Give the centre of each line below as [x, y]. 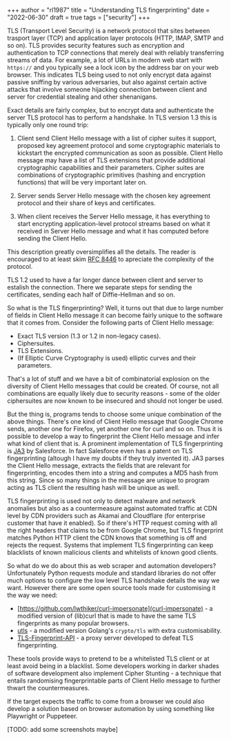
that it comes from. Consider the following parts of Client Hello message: [111, 323]
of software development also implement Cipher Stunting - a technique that [114, 673]
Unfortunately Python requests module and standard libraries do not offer [111, 573]
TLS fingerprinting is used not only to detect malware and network [101, 501]
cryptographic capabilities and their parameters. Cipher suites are [111, 168]
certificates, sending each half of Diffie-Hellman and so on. [91, 294]
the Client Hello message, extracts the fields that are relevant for [99, 465]
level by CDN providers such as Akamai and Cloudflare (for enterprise [106, 515]
